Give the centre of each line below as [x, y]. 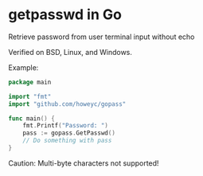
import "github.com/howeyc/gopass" [67, 104]
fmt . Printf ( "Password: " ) [66, 126]
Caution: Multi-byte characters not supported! [84, 163]
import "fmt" [30, 96]
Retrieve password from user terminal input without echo [101, 37]
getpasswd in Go [65, 15]
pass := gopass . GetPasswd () [69, 133]
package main [30, 82]
